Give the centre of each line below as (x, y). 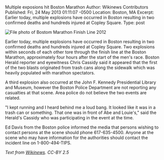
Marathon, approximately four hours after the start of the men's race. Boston (82, 57)
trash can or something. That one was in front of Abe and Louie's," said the (81, 113)
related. (13, 98)
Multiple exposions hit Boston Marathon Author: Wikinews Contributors (77, 7)
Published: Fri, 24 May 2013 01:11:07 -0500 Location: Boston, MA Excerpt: (80, 12)
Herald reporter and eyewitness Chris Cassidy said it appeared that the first (81, 62)
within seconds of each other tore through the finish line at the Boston (76, 52)
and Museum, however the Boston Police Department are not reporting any (81, 87)
